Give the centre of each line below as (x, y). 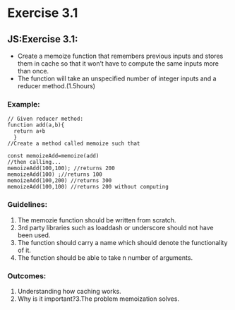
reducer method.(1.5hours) (56, 86)
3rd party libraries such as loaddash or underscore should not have (115, 227)
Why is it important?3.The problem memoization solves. (98, 299)
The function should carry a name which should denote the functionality (122, 242)
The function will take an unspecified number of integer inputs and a (117, 78)
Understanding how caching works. (69, 291)
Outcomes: (27, 275)
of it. (24, 250)
